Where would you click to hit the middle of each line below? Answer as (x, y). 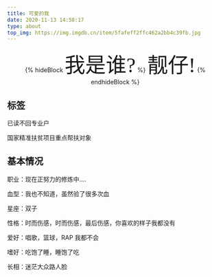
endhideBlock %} (115, 82)
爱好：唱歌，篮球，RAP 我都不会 (53, 237)
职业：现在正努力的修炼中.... (47, 179)
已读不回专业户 (28, 123)
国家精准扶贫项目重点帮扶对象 (49, 138)
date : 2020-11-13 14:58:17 (46, 20)
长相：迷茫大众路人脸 (37, 266)
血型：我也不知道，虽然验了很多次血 (58, 193)
